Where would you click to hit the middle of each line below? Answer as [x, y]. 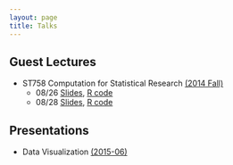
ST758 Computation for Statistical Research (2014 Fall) [123, 83]
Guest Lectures [53, 62]
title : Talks [33, 26]
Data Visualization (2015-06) [75, 152]
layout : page [33, 17]
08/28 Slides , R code [74, 103]
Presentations [49, 130]
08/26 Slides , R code [74, 93]
